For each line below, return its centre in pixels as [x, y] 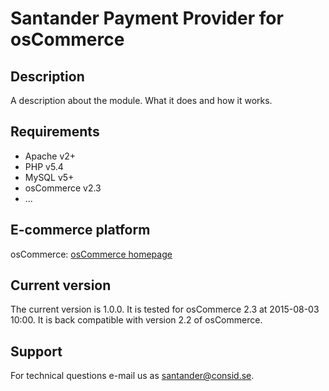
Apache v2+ [50, 156]
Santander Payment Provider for [147, 18]
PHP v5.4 [44, 166]
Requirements [55, 132]
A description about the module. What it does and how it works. [141, 100]
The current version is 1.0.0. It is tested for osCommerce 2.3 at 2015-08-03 [165, 309]
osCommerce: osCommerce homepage [91, 254]
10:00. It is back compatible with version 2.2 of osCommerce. [136, 320]
